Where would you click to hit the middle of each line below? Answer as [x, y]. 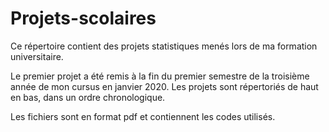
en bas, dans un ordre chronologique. [88, 97]
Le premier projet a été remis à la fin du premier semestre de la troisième [160, 76]
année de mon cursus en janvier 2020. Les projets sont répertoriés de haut [164, 86]
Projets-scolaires [83, 18]
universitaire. [37, 56]
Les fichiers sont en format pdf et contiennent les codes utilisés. [143, 116]
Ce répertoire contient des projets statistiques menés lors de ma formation [164, 46]
